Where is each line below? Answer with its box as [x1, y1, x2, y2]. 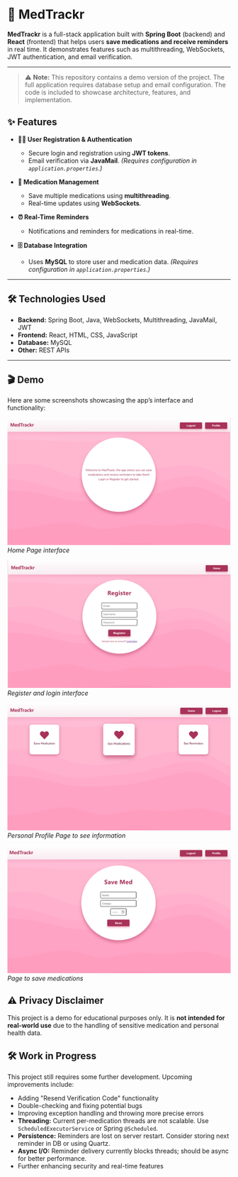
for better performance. [17, 1154, 87, 1163]
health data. [7, 1029, 42, 1037]
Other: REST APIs [17, 346, 70, 354]
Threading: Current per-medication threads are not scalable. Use [17, 1116, 209, 1124]
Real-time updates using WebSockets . [28, 199, 142, 207]
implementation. [24, 95, 72, 104]
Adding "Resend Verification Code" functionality [17, 1093, 159, 1102]
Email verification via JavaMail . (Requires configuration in [28, 156, 197, 165]
